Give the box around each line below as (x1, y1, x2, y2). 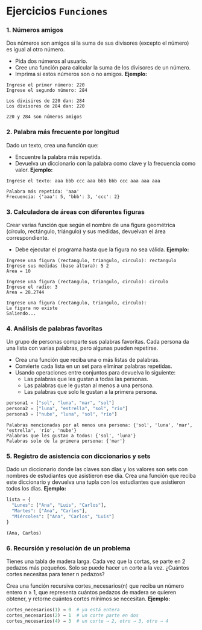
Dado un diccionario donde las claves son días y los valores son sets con (6, 466, 188, 473)
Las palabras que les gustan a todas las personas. (24, 376, 149, 383)
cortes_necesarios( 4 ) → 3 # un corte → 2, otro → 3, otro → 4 (6, 618, 169, 624)
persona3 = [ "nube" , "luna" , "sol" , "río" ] (6, 411, 118, 417)
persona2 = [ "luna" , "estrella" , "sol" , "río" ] (6, 406, 128, 412)
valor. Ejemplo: (14, 166, 53, 173)
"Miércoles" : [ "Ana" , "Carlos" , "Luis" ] (11, 513, 115, 519)
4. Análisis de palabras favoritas (6, 324, 103, 333)
